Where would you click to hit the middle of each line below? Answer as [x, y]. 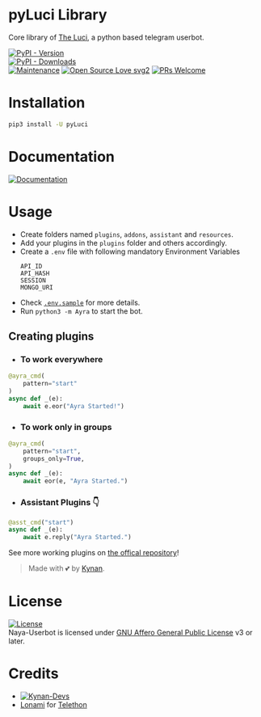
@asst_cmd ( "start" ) [41, 522]
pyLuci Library [58, 15]
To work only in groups [66, 427]
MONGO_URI [37, 287]
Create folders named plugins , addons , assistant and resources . [127, 234]
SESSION [33, 280]
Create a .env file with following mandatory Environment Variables [130, 251]
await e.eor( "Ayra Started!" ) [74, 406]
